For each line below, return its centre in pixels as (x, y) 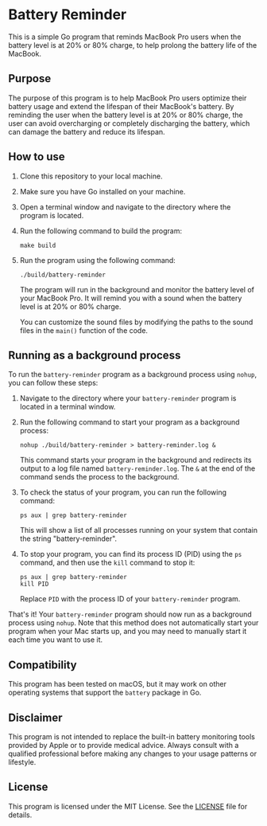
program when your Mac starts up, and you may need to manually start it (128, 632)
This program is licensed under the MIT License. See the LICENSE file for (128, 806)
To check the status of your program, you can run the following (123, 492)
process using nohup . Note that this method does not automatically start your (133, 623)
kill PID (34, 584)
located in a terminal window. (68, 407)
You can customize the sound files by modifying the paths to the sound (136, 322)
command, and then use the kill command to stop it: (107, 562)
